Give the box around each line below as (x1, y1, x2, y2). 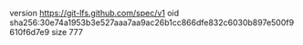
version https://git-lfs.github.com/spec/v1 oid (9, 8, 180, 18)
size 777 (51, 27, 84, 37)
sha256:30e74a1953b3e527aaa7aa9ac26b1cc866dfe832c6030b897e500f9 (9, 17, 295, 28)
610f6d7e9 (9, 27, 50, 37)
